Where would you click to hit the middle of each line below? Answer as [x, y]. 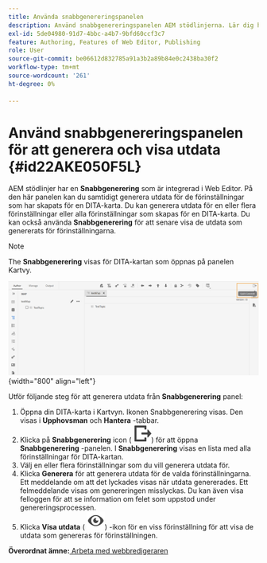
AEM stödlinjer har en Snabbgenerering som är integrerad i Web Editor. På [130, 189]
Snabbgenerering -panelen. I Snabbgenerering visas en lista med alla [135, 448]
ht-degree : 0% [32, 84]
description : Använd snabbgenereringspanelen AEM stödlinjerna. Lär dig [131, 25]
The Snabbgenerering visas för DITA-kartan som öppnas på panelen [121, 262]
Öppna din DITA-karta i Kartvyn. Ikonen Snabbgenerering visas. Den [132, 412]
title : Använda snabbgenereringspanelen [76, 17]
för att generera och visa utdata [114, 149]
